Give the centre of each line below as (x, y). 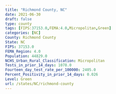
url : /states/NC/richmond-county (39, 84)
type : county (19, 24)
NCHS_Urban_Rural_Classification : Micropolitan (55, 61)
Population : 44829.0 (26, 56)
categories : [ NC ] (23, 33)
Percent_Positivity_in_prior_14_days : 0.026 (52, 75)
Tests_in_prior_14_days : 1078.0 (38, 65)
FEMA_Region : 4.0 (23, 51)
